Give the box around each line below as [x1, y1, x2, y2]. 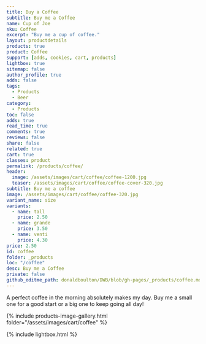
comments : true [6, 129, 45, 135]
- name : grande [12, 220, 51, 226]
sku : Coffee [6, 26, 37, 32]
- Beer [12, 94, 29, 101]
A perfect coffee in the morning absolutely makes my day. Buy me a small [6, 294, 193, 301]
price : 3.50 [17, 226, 48, 232]
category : [6, 100, 32, 106]
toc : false [6, 112, 34, 118]
